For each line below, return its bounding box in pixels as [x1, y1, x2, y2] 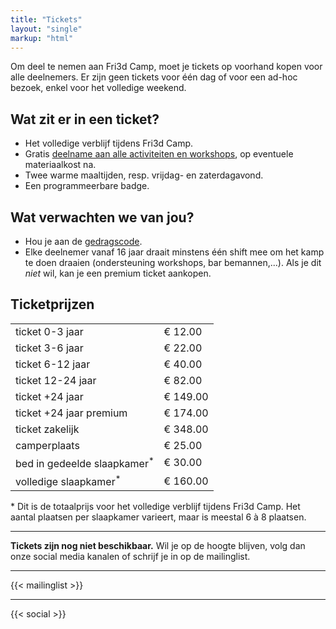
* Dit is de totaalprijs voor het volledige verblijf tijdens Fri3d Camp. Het [10, 501, 301, 513]
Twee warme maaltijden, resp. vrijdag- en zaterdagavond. [24, 169, 264, 181]
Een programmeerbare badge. [24, 180, 150, 192]
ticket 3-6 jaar [15, 341, 84, 355]
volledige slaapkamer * [15, 473, 122, 489]
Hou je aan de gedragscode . [24, 236, 143, 247]
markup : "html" [10, 33, 74, 43]
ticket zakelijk [15, 422, 80, 436]
